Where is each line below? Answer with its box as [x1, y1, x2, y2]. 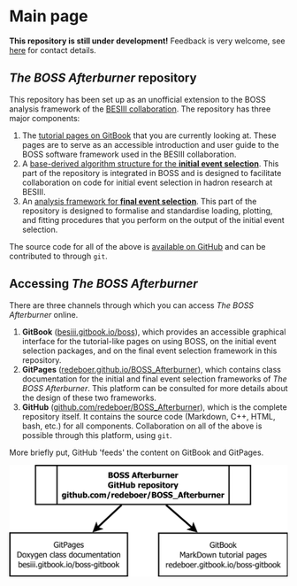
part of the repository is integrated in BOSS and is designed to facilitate [21, 167, 282, 178]
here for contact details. [9, 44, 97, 55]
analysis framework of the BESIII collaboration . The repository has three [9, 104, 271, 114]
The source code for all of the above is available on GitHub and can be [9, 241, 266, 251]
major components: [9, 112, 80, 123]
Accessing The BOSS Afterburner [9, 276, 199, 291]
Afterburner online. [9, 309, 79, 320]
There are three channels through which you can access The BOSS [9, 299, 255, 311]
